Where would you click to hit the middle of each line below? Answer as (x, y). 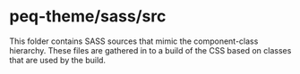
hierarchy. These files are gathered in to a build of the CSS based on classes (150, 50)
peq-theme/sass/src (88, 16)
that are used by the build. (57, 60)
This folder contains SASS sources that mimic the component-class (134, 41)
